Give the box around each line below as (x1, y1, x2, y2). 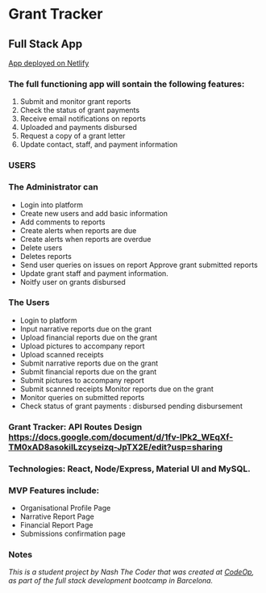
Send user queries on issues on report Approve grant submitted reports (19, 260, 258, 269)
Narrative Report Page (19, 512, 94, 521)
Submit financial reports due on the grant (19, 366, 157, 376)
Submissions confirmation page (19, 528, 127, 538)
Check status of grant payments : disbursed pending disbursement (19, 401, 243, 411)
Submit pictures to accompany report (19, 375, 145, 385)
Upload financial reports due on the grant (19, 332, 158, 342)
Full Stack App (8, 37, 83, 51)
